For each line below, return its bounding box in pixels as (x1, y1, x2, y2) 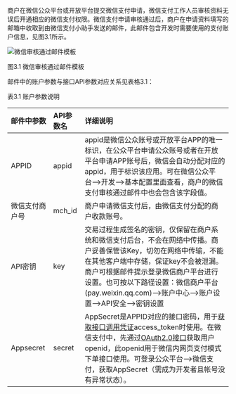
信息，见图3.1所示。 (13, 32, 70, 41)
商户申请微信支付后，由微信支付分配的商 (84, 201, 219, 210)
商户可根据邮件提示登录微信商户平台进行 (84, 267, 219, 277)
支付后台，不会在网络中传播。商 (112, 235, 219, 245)
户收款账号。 (84, 212, 128, 221)
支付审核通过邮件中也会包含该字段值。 (84, 188, 212, 197)
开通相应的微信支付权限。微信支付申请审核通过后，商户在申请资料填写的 (19, 15, 229, 23)
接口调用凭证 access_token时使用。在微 (91, 322, 221, 332)
